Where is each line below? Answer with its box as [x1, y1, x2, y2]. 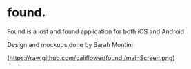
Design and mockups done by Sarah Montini [7, 40, 133, 49]
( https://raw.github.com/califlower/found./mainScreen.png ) [7, 53, 175, 62]
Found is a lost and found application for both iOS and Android [7, 27, 185, 36]
